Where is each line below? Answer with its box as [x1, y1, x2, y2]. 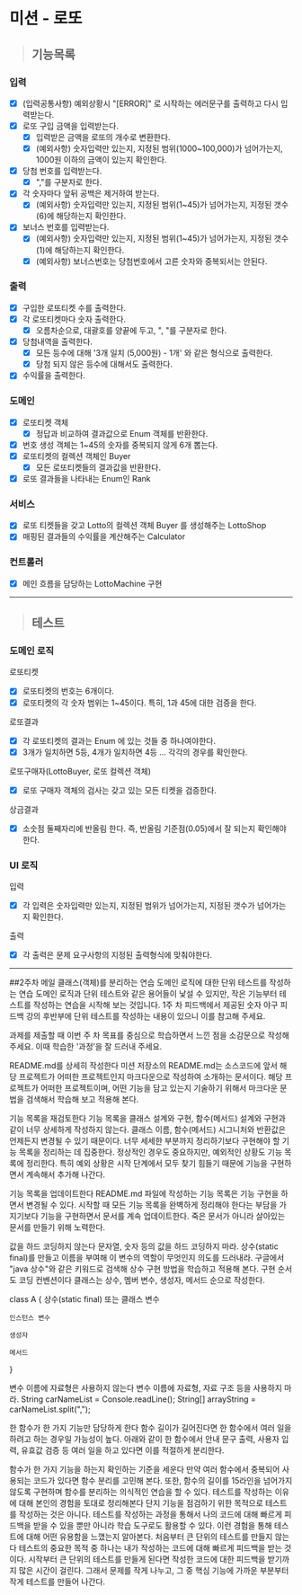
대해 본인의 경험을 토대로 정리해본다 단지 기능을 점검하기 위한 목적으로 [18, 1498, 263, 1509]
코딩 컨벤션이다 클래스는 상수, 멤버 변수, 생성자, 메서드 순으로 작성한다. [18, 1275, 265, 1286]
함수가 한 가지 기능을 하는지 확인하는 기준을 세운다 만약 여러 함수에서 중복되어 [9, 1464, 280, 1475]
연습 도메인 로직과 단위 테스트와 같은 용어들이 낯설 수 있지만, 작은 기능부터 [18, 988, 278, 999]
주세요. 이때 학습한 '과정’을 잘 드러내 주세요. [9, 1041, 163, 1052]
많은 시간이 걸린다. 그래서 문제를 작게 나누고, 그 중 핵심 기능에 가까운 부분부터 [18, 1565, 289, 1576]
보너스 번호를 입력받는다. [22, 222, 110, 233]
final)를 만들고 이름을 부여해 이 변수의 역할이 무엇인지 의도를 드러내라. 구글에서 [9, 1253, 285, 1263]
